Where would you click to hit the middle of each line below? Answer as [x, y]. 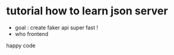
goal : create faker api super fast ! [57, 27]
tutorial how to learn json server [87, 11]
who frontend [32, 33]
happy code [21, 45]
